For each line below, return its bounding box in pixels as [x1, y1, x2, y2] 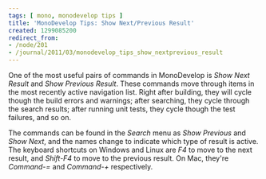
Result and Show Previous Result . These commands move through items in [8, 79, 255, 88]
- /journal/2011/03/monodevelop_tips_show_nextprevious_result [8, 49, 224, 56]
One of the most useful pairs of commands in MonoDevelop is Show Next [8, 71, 250, 80]
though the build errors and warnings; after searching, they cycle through [8, 96, 250, 105]
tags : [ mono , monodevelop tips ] [8, 11, 124, 20]
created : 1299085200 [8, 26, 77, 34]
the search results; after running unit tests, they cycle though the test [8, 104, 236, 114]
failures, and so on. [8, 113, 72, 122]
